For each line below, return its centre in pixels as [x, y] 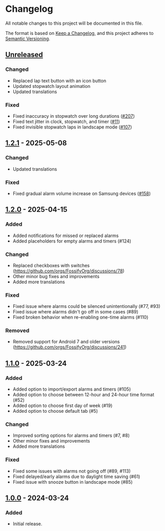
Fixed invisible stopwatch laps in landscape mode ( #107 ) [72, 127]
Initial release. [27, 524]
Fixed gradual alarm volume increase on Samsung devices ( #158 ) [82, 193]
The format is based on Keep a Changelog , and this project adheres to [79, 33]
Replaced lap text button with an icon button [59, 81]
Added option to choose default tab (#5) [55, 411]
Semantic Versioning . [28, 39]
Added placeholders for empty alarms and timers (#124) [72, 241]
